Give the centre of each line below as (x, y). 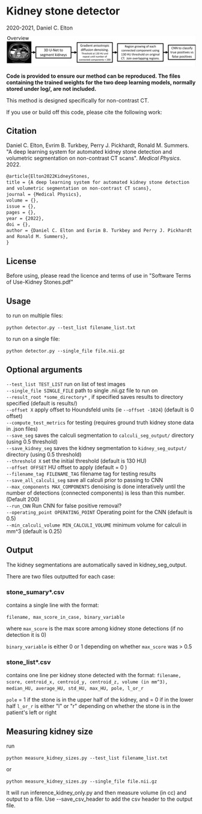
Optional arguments (44, 370)
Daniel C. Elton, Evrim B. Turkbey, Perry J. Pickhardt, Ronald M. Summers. (98, 145)
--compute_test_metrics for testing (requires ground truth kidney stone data (100, 422)
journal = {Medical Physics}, (44, 195)
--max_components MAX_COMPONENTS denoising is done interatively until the (96, 486)
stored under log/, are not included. (51, 89)
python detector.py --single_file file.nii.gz (66, 351)
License (21, 261)
